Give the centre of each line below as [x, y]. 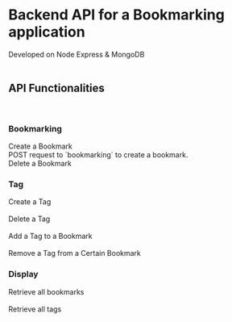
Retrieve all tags [35, 309]
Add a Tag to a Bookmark [50, 236]
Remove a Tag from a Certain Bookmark [75, 253]
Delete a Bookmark [40, 164]
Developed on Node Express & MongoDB [77, 54]
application [47, 32]
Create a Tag [30, 202]
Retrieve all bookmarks [46, 291]
